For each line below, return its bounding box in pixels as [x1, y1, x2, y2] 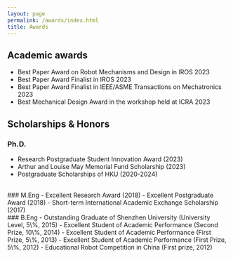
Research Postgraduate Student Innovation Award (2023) [17, 155, 183, 163]
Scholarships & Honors [7, 118, 110, 130]
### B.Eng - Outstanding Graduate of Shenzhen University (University [7, 213, 211, 222]
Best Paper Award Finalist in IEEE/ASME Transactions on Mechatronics [17, 83, 222, 91]
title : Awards [7, 23, 49, 30]
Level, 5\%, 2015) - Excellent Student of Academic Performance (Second [7, 220, 219, 229]
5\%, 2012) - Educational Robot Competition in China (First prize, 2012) [7, 243, 213, 251]
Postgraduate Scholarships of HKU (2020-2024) [17, 170, 158, 178]
